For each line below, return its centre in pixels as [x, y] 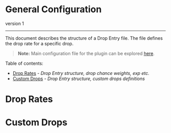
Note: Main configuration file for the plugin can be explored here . [86, 53]
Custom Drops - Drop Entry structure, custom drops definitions [79, 78]
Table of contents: [24, 63]
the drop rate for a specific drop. [39, 43]
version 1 [15, 23]
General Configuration [53, 9]
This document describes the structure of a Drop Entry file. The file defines [84, 38]
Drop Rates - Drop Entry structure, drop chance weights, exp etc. [81, 73]
